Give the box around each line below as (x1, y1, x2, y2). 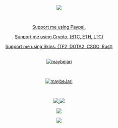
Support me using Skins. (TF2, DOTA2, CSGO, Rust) (5, 43, 113, 49)
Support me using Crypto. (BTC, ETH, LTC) (14, 34, 104, 40)
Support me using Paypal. (32, 24, 86, 30)
